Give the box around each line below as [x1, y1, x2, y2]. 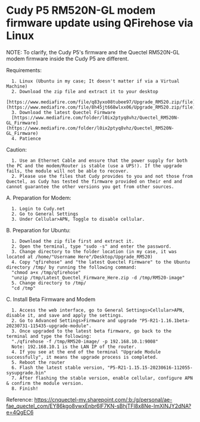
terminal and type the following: [6, 333, 92, 339]
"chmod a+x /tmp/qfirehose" [11, 269, 82, 275]
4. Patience [11, 135, 42, 141]
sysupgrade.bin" [6, 369, 46, 376]
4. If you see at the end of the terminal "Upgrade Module [11, 349, 161, 355]
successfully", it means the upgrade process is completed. [6, 354, 159, 360]
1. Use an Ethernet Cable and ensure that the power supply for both [11, 158, 187, 164]
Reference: [6, 396, 33, 403]
